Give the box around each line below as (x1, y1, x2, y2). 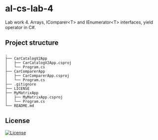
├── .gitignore (5, 82, 37, 86)
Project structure (5, 39, 59, 47)
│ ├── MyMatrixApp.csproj (5, 94, 63, 100)
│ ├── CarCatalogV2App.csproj (5, 60, 72, 65)
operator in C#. (5, 24, 36, 30)
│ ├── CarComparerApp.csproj (5, 73, 70, 78)
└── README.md (5, 103, 35, 108)
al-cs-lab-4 (5, 3, 53, 14)
